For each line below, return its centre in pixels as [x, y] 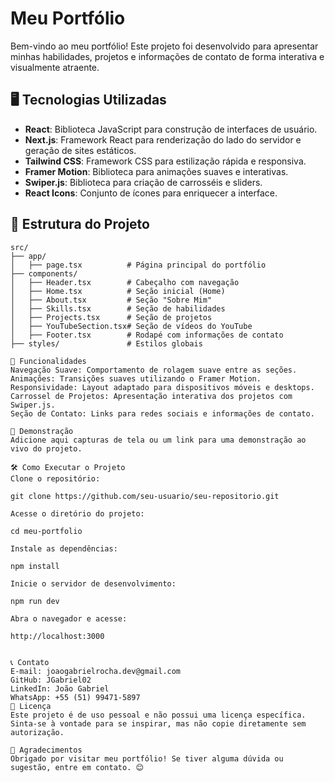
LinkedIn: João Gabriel [60, 688]
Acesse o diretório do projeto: [77, 513]
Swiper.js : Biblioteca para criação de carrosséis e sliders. [143, 182]
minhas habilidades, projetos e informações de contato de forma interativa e [167, 56]
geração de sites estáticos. [80, 150]
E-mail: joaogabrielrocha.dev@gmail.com [96, 671]
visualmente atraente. [55, 67]
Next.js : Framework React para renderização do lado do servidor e [163, 139]
